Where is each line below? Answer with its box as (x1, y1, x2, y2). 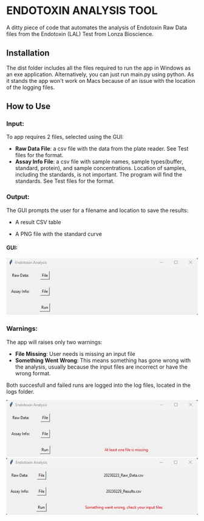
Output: (6, 193, 30, 201)
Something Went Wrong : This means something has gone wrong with (15, 356, 191, 364)
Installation (6, 48, 50, 58)
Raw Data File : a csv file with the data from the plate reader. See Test (15, 145, 189, 152)
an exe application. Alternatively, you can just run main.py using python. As (6, 71, 194, 78)
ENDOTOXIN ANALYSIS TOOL (6, 4, 158, 18)
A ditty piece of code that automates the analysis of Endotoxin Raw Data (6, 24, 187, 31)
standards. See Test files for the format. (15, 177, 115, 185)
